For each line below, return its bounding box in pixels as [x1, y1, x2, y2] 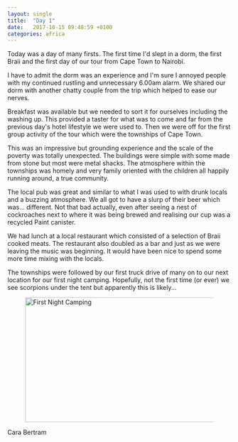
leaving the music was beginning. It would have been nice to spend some [7, 247, 222, 256]
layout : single [7, 10, 53, 18]
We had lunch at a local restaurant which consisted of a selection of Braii [7, 232, 221, 240]
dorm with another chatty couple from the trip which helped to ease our [7, 86, 217, 95]
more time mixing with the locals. [7, 254, 104, 263]
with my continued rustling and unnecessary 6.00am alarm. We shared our [7, 79, 226, 87]
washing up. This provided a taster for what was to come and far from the [7, 115, 223, 124]
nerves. [7, 94, 30, 102]
